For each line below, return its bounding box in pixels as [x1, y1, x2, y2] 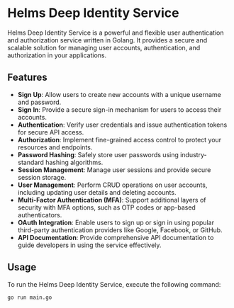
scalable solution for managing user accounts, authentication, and [7, 43, 201, 52]
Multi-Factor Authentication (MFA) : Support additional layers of [17, 195, 207, 204]
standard [17, 158, 45, 166]
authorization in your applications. [7, 51, 107, 59]
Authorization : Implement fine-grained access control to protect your [17, 135, 222, 144]
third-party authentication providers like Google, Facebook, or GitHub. [17, 225, 223, 234]
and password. [17, 98, 62, 106]
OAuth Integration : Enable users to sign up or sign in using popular [17, 218, 215, 227]
